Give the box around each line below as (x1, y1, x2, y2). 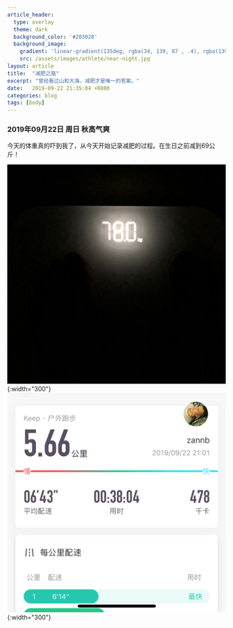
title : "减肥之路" (7, 70, 60, 77)
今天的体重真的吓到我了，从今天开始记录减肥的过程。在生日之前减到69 (7, 141, 209, 150)
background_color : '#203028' (13, 33, 98, 40)
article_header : (7, 11, 54, 18)
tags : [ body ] (7, 100, 45, 107)
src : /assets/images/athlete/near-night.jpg (19, 56, 150, 63)
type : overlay (13, 18, 54, 26)
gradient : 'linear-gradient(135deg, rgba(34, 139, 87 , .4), (19, 48, 200, 55)
